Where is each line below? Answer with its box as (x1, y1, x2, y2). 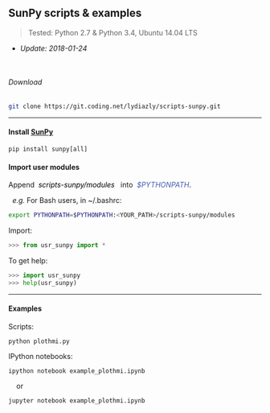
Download (8, 77, 43, 87)
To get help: (8, 256, 48, 266)
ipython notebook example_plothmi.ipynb (8, 367, 146, 375)
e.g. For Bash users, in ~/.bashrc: (11, 196, 122, 205)
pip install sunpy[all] (8, 145, 88, 154)
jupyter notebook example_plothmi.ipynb (8, 397, 146, 405)
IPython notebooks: (8, 352, 73, 361)
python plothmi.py (8, 337, 70, 345)
